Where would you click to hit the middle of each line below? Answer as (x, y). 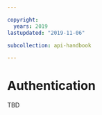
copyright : (23, 20)
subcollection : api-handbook (49, 45)
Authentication (51, 86)
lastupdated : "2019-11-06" (46, 33)
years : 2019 (31, 26)
